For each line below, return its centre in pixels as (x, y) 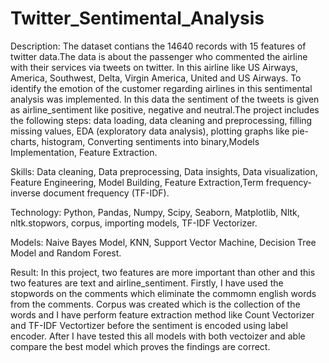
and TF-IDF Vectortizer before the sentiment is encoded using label (149, 325)
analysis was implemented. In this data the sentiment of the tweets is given (165, 99)
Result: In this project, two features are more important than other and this (163, 272)
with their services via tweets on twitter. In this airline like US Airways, (154, 67)
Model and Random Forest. (66, 253)
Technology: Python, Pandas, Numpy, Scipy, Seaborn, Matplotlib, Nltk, (155, 212)
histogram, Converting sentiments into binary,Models (150, 141)
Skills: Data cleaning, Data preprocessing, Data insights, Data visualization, (164, 171)
